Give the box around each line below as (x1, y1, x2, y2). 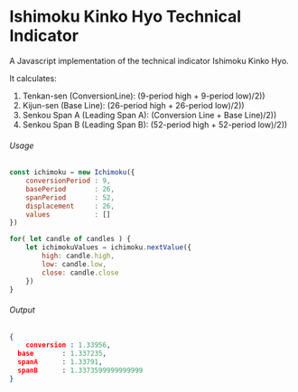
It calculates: (9, 72, 57, 83)
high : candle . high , (42, 251, 116, 261)
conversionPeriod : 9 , (25, 176, 111, 186)
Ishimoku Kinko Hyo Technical (9, 6, 242, 27)
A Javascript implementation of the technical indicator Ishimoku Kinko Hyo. (9, 55, 289, 66)
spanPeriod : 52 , (25, 192, 116, 202)
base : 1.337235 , (17, 350, 107, 359)
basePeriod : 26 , (25, 184, 116, 193)
